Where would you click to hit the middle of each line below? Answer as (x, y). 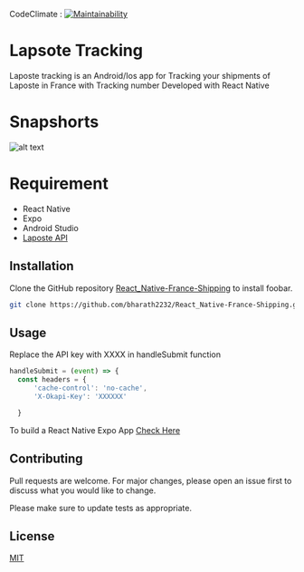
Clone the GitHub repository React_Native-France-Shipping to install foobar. (151, 288)
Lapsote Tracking (76, 51)
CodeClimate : (36, 14)
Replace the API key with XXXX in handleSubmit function (115, 354)
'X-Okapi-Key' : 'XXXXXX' (80, 396)
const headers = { (52, 380)
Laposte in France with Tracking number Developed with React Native (139, 85)
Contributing (46, 459)
